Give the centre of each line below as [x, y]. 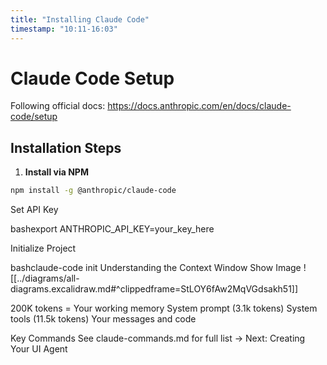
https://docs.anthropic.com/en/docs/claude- [199, 106]
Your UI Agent [39, 349]
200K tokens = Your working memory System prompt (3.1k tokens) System [164, 308]
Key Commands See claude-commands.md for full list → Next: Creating [158, 338]
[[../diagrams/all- [45, 278]
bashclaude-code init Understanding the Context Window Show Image [156, 268]
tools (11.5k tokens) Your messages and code [103, 319]
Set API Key [34, 210]
